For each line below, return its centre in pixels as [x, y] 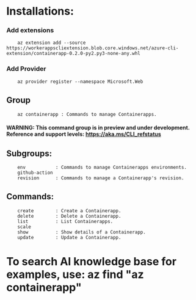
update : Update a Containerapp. [69, 237]
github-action [35, 173]
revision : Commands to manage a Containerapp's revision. [101, 178]
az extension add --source [52, 43]
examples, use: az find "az [75, 274]
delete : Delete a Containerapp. [69, 216]
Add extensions [30, 30]
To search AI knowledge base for [92, 262]
